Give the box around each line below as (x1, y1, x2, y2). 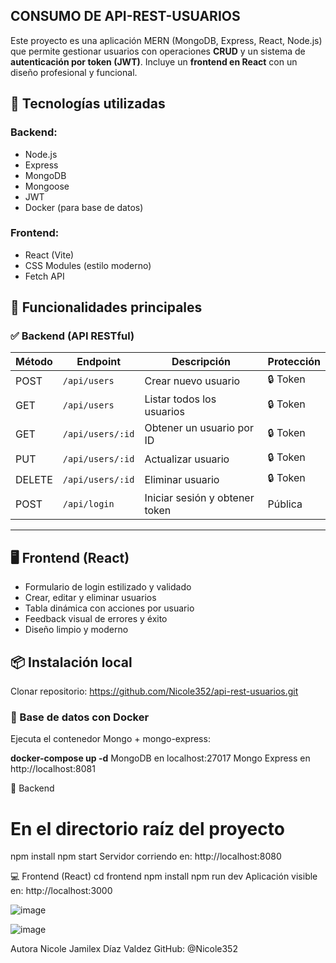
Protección (267, 355, 321, 369)
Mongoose (24, 180, 70, 192)
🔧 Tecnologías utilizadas (10, 95, 166, 113)
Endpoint (76, 355, 122, 369)
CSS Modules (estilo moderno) (24, 259, 152, 271)
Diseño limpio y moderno (24, 624, 129, 636)
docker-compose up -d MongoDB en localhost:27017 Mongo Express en (10, 752, 311, 764)
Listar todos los (144, 392, 217, 406)
